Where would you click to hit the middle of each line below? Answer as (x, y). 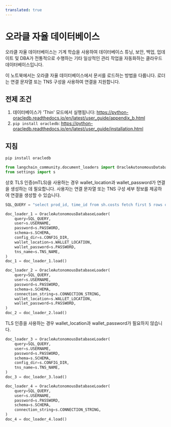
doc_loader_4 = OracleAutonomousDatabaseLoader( (58, 386)
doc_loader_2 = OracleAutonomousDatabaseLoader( (58, 270)
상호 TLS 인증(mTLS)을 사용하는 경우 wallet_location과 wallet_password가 (81, 182)
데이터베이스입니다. (24, 65)
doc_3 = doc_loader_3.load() (36, 377)
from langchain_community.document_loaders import (60, 167)
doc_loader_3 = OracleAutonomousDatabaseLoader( (58, 339)
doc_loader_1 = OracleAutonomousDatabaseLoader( (58, 214)
